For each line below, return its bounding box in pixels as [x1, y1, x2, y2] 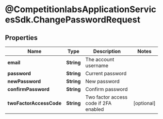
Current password [85, 70, 127, 77]
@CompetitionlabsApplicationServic [5, 4, 157, 15]
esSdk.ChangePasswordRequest [5, 14, 141, 25]
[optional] [133, 100, 156, 106]
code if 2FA [85, 100, 112, 106]
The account [85, 56, 114, 63]
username [85, 62, 109, 69]
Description [93, 48, 121, 54]
